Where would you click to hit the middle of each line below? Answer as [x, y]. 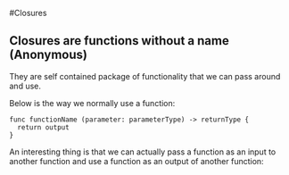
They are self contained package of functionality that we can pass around [145, 76]
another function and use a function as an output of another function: [137, 161]
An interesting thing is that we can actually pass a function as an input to [143, 152]
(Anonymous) [48, 55]
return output [43, 127]
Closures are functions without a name [119, 41]
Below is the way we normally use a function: [92, 103]
